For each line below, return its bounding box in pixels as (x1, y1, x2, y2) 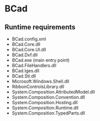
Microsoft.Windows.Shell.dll (11, 78, 70, 84)
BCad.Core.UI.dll (11, 47, 46, 52)
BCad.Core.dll (11, 41, 41, 47)
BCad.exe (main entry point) (11, 57, 70, 63)
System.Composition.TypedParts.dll (11, 110, 86, 116)
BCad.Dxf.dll (11, 52, 38, 58)
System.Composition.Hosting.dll (11, 100, 78, 105)
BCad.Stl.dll (11, 73, 36, 79)
